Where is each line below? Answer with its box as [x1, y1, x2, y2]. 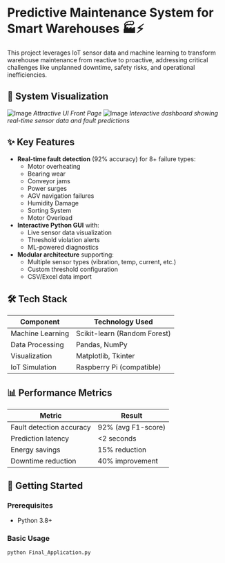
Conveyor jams [27, 176, 70, 185]
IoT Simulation [10, 362, 57, 372]
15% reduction [97, 445, 147, 454]
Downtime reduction [10, 456, 77, 466]
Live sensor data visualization [27, 228, 112, 237]
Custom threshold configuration [27, 265, 119, 273]
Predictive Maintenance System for [7, 5, 214, 21]
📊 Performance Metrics [7, 387, 112, 398]
